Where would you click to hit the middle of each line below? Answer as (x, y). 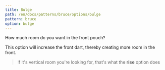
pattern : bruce (21, 19)
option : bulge (20, 24)
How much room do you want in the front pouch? (55, 38)
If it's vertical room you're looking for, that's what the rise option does (88, 62)
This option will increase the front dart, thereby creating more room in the (80, 47)
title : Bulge (19, 10)
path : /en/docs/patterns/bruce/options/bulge (53, 14)
